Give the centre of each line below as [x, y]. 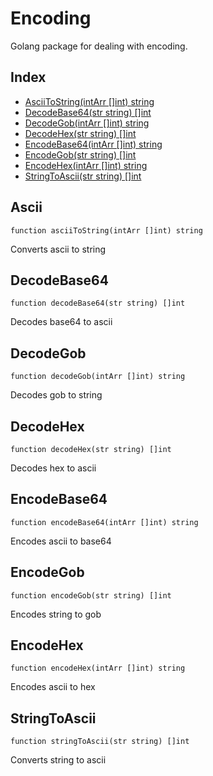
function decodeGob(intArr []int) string [98, 377]
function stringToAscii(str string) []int [100, 742]
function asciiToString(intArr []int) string [106, 230]
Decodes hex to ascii [53, 468]
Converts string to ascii [58, 760]
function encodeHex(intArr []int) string [98, 668]
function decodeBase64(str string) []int [98, 303]
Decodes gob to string [56, 395]
